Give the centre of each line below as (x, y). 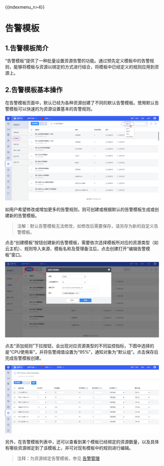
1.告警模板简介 (27, 48)
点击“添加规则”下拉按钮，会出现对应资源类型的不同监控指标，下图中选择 (78, 346)
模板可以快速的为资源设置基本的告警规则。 (52, 109)
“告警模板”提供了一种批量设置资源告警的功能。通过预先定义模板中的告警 (78, 61)
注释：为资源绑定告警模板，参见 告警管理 (58, 458)
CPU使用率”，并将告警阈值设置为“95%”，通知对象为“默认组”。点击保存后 (85, 352)
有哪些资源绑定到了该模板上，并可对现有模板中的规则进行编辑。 (69, 448)
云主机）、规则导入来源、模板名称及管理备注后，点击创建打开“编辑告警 (76, 249)
